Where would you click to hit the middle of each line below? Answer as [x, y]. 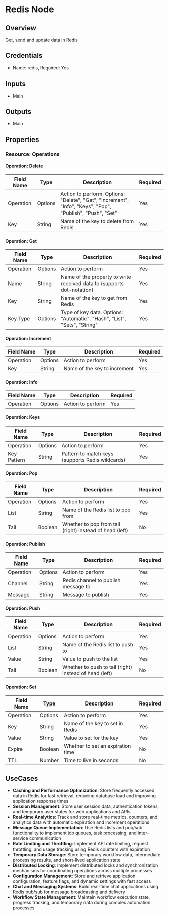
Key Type [19, 319]
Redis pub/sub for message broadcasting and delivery [69, 892]
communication [45, 838]
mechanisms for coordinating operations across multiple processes [82, 871]
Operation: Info [21, 382]
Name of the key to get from [94, 298]
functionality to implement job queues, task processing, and [74, 833]
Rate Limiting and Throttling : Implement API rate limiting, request [80, 844]
